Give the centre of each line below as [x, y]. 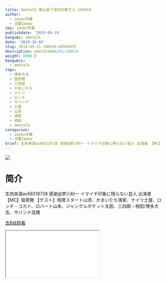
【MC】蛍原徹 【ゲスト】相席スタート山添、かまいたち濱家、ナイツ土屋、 [81, 200]
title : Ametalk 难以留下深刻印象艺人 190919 [48, 10]
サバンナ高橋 [27, 212]
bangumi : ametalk [23, 38]
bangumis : [15, 61]
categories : [17, 130]
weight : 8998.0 [21, 56]
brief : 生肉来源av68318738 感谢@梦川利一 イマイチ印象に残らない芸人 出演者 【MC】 [84, 144]
